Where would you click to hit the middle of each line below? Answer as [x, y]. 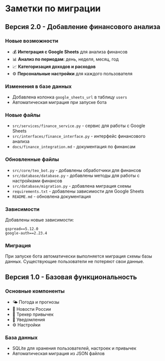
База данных [21, 337]
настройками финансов [37, 181]
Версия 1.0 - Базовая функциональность [71, 277]
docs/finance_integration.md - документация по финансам [74, 147]
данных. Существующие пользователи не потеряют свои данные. [75, 262]
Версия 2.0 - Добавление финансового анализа [83, 27]
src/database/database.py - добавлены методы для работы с [76, 175]
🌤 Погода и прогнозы [36, 302]
